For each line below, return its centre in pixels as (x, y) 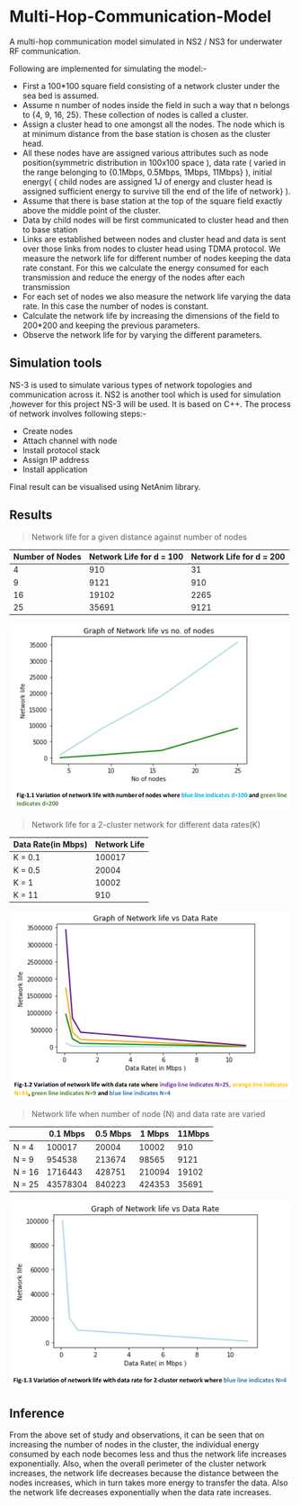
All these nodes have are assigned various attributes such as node (146, 153)
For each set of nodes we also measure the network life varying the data (156, 296)
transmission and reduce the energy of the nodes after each (133, 277)
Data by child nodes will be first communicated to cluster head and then (155, 220)
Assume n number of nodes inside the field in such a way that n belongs (156, 104)
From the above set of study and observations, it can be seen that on (137, 1435)
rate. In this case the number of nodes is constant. (115, 306)
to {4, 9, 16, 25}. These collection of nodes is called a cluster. (135, 114)
